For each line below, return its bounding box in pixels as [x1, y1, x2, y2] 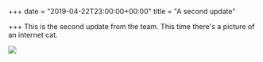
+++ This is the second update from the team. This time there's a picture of [8, 22, 255, 31]
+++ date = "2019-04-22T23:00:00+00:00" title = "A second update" [8, 7, 236, 16]
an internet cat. [8, 31, 58, 39]
